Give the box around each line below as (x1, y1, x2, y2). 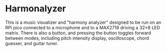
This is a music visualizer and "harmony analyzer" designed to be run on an (5, 19, 161, 25)
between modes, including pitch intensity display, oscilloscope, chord (5, 35, 149, 41)
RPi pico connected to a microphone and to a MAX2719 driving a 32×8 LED (5, 24, 160, 30)
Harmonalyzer (5, 3, 66, 14)
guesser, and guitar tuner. (5, 40, 59, 46)
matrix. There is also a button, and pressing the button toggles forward (5, 30, 151, 36)
